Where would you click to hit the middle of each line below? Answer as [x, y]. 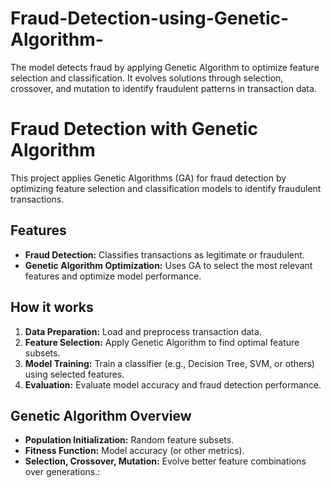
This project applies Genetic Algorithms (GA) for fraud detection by [148, 178]
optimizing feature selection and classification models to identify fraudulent [166, 188]
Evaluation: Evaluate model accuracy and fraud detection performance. [173, 384]
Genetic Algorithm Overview [101, 415]
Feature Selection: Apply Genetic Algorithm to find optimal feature [162, 342]
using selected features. [74, 374]
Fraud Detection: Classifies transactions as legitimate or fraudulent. [164, 254]
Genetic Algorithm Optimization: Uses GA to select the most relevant [168, 265]
